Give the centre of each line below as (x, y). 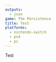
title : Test (17, 23)
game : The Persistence (28, 19)
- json (16, 14)
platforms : (16, 28)
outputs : (14, 10)
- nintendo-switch (28, 32)
